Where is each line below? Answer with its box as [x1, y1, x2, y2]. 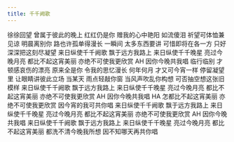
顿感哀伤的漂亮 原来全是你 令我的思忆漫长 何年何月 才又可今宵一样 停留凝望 [7, 65, 225, 74]
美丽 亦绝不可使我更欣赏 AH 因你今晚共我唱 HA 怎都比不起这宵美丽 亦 [25, 92, 226, 101]
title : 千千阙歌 [7, 10, 50, 18]
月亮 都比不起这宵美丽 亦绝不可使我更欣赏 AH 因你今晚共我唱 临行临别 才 [13, 57, 223, 65]
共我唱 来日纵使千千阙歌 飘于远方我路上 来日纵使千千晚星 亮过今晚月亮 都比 [7, 118, 225, 127]
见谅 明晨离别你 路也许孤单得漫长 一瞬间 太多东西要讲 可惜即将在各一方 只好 [7, 39, 226, 48]
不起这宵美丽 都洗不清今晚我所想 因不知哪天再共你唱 [7, 127, 158, 136]
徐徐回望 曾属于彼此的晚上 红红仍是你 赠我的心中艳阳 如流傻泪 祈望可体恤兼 [7, 30, 225, 39]
